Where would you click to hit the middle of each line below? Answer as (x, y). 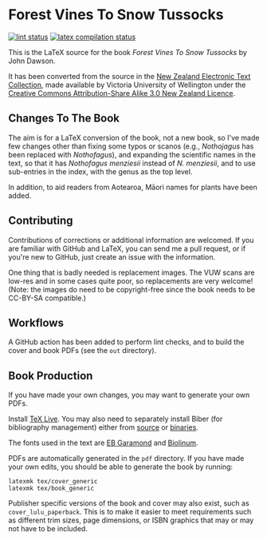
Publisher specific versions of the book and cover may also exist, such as (129, 503)
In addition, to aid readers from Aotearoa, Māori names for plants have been (133, 187)
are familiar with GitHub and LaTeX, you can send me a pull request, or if (127, 248)
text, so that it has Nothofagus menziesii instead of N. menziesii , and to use (132, 163)
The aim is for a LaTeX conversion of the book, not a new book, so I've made (134, 137)
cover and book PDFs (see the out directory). (82, 351)
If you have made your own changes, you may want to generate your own (129, 395)
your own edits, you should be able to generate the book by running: (121, 467)
